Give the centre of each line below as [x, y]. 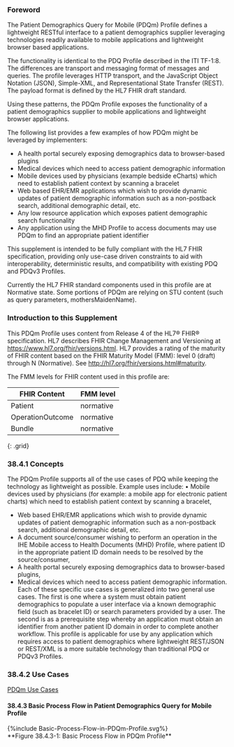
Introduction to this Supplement [62, 318]
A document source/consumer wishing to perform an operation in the [117, 537]
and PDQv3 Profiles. [36, 272]
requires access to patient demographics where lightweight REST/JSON [121, 641]
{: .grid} [18, 445]
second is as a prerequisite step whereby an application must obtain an [120, 619]
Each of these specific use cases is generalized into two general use [116, 589]
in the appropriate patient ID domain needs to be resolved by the [110, 552]
